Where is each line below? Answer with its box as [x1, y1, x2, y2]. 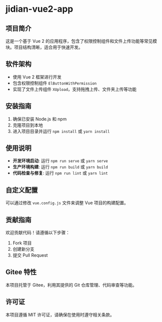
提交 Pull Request [12, 252, 48, 258]
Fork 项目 [12, 240, 32, 246]
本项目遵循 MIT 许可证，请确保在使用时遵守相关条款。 [5, 312, 115, 318]
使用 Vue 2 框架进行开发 [12, 74, 62, 80]
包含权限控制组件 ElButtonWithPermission [12, 80, 97, 86]
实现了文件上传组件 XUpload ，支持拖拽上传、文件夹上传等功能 [12, 86, 137, 92]
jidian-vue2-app [5, 3, 73, 15]
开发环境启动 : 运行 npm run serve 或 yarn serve [12, 158, 108, 164]
